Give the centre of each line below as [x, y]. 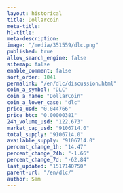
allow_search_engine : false [47, 58]
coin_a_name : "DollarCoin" [45, 96]
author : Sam [24, 179]
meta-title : [24, 26]
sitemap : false [29, 64]
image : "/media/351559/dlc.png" [53, 45]
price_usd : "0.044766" [39, 109]
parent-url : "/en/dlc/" [41, 172]
